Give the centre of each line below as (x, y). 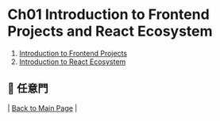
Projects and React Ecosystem (110, 31)
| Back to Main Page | (42, 108)
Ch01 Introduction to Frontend (108, 15)
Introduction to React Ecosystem (72, 62)
